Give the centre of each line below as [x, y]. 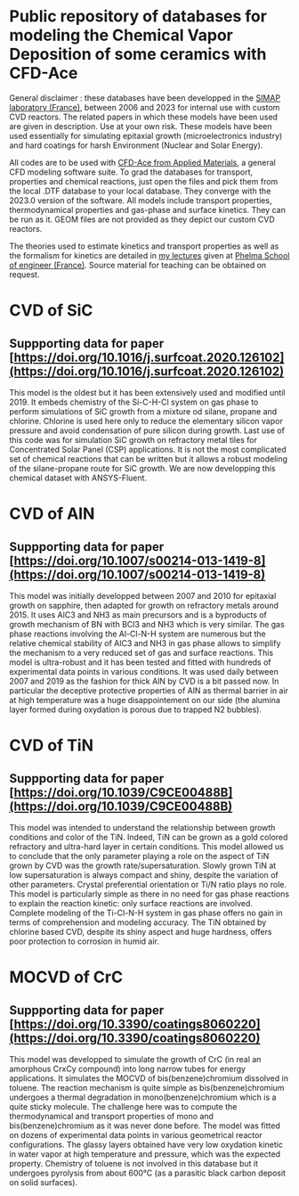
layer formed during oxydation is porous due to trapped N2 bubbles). [136, 709]
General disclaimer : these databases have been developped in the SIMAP [145, 98]
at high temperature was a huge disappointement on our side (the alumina [145, 700]
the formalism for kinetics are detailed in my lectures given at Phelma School [150, 255]
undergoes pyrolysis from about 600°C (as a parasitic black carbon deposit [148, 1173]
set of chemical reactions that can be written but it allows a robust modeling [148, 459]
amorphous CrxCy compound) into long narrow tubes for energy [128, 1069]
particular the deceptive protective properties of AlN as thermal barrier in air [149, 690]
